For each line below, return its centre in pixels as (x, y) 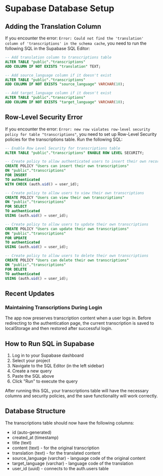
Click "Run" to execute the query (45, 381)
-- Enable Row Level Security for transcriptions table (63, 148)
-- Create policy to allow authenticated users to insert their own (76, 162)
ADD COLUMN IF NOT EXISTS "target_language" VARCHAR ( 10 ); (65, 102)
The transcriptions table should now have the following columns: (70, 423)
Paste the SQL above (33, 376)
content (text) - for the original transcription (56, 448)
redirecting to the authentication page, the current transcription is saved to (80, 323)
